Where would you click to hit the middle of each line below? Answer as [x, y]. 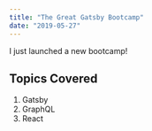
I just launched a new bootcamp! [68, 50]
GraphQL [38, 109]
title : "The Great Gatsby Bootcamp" [76, 17]
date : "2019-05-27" [45, 26]
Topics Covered [53, 78]
